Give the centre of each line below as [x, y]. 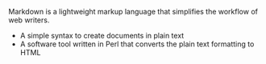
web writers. [29, 20]
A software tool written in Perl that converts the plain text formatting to [137, 44]
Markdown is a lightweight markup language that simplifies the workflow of [133, 12]
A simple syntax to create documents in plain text [102, 36]
